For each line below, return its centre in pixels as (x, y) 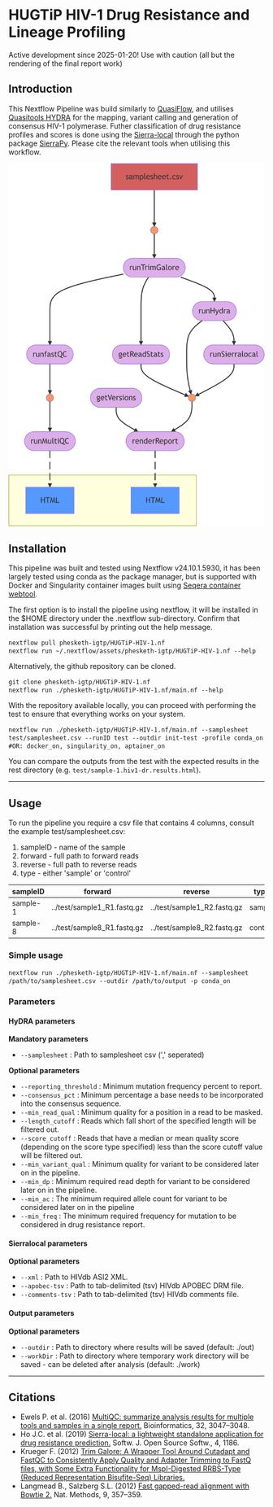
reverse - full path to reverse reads (78, 865)
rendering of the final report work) (66, 63)
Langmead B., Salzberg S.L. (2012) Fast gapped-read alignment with (135, 1486)
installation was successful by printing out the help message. (110, 627)
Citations (32, 1397)
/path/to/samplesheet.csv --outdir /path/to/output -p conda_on (119, 981)
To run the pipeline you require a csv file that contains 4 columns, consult (131, 823)
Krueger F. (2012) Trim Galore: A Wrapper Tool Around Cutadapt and (135, 1452)
